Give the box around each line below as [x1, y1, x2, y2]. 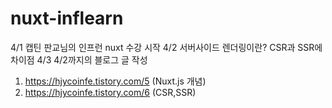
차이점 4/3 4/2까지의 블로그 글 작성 [10, 53, 148, 66]
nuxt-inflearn [10, 7, 124, 30]
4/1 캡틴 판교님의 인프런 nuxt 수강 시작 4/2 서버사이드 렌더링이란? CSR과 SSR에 [10, 41, 323, 53]
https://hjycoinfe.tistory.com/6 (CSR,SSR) [24, 86, 197, 98]
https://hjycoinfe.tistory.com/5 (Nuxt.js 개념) [24, 75, 207, 87]
